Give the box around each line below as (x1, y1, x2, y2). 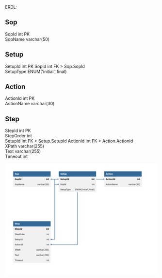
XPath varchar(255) (5, 143, 45, 149)
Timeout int (5, 153, 28, 160)
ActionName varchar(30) (5, 101, 55, 107)
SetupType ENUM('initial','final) (5, 68, 67, 74)
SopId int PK (5, 31, 30, 37)
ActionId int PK (5, 95, 35, 101)
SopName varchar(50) (5, 36, 50, 42)
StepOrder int (5, 133, 32, 139)
